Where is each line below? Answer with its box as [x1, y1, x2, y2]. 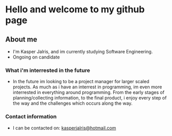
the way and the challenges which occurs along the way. [12, 100, 133, 106]
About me [5, 35, 37, 44]
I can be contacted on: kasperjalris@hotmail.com [12, 125, 116, 131]
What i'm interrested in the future [5, 67, 91, 74]
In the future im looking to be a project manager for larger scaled [12, 79, 149, 85]
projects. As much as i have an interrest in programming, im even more [12, 84, 162, 90]
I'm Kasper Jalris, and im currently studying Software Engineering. [12, 49, 153, 54]
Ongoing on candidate [12, 54, 60, 60]
